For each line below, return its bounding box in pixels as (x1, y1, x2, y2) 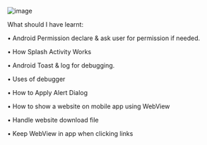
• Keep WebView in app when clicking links (7, 130, 134, 137)
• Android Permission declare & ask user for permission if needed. (7, 34, 201, 42)
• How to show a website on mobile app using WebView (7, 102, 170, 111)
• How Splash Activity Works (7, 48, 92, 56)
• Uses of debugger (7, 75, 66, 83)
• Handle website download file (7, 116, 99, 124)
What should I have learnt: (7, 20, 83, 28)
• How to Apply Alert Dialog (7, 89, 88, 96)
